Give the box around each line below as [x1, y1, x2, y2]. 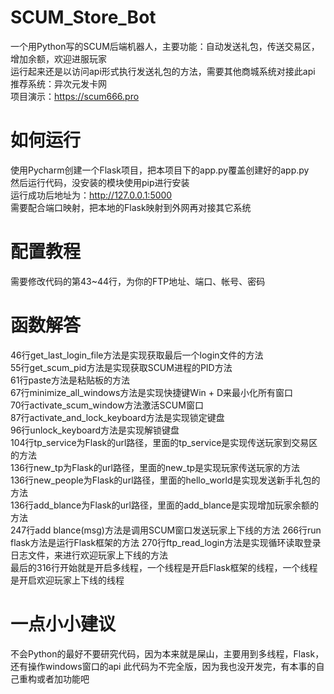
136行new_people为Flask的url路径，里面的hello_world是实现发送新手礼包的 [10, 474, 321, 486]
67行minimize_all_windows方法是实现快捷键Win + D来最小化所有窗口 [10, 386, 294, 398]
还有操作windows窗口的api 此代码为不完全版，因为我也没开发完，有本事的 [10, 660, 317, 672]
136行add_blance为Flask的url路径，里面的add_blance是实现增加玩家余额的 [10, 499, 320, 511]
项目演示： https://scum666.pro [10, 90, 140, 102]
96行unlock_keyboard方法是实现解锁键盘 [10, 424, 180, 436]
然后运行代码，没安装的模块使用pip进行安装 [10, 176, 190, 188]
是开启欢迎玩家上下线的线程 [10, 574, 125, 586]
